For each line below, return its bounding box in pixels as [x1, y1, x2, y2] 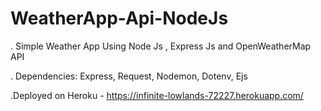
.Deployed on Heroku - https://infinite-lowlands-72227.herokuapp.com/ [10, 89, 304, 101]
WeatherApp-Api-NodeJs [10, 7, 229, 30]
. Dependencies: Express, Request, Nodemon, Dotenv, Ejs [10, 70, 248, 82]
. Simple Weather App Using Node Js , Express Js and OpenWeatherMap [10, 40, 312, 52]
